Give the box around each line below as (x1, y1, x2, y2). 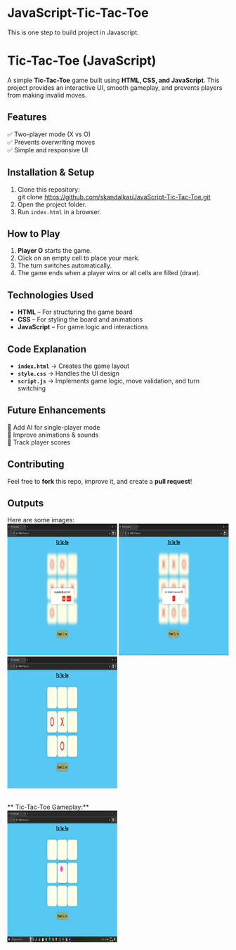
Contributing (7, 458, 65, 470)
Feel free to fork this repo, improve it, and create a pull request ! (7, 477, 192, 485)
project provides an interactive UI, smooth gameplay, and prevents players (7, 83, 223, 92)
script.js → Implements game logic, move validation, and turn (17, 376, 200, 385)
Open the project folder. (17, 200, 87, 209)
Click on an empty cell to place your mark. (17, 254, 140, 263)
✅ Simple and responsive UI (7, 145, 88, 154)
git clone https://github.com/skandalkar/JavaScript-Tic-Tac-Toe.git (17, 192, 211, 201)
